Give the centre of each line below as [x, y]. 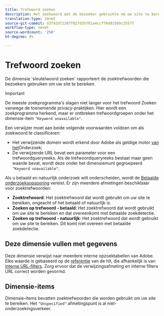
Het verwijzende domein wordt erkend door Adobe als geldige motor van [85, 142]
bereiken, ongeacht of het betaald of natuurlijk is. [61, 202]
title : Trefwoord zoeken [30, 10]
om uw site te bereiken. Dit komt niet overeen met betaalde [71, 223]
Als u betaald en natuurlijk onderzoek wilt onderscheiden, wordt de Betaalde [82, 178]
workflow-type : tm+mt [27, 28]
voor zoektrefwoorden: [28, 188]
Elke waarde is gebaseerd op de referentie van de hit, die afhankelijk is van [80, 261]
